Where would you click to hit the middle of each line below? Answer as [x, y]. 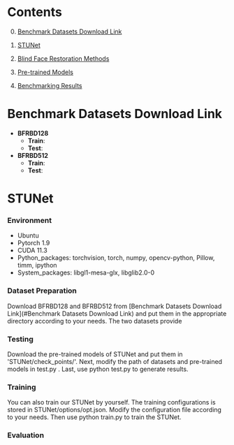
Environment [30, 220]
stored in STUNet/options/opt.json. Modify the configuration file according [115, 410]
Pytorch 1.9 [34, 243]
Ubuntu [28, 235]
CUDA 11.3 [32, 250]
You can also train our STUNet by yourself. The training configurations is [111, 402]
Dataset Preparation [42, 291]
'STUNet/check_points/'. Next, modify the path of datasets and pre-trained [115, 361]
